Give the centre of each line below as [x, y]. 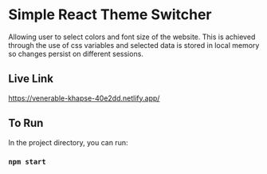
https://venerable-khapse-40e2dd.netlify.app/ [84, 98]
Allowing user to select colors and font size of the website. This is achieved [132, 37]
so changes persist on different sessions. [76, 53]
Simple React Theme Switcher [110, 15]
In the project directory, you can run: [68, 142]
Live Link [31, 79]
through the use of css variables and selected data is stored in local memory [134, 45]
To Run [26, 123]
